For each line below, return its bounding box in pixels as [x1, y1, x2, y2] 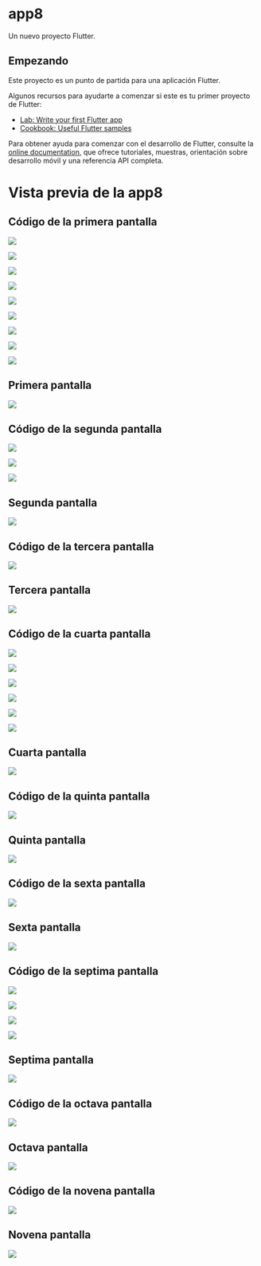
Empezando [8, 54, 69, 68]
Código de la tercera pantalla [8, 540, 154, 553]
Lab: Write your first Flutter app [19, 115, 123, 124]
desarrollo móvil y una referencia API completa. [8, 155, 164, 165]
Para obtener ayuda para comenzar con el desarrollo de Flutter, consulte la [8, 139, 254, 148]
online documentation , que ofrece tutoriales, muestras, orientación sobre [8, 147, 248, 156]
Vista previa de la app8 [8, 183, 163, 202]
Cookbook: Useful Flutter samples [19, 123, 132, 132]
